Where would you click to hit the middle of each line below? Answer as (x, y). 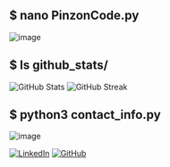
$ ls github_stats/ (59, 66)
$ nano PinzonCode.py (74, 16)
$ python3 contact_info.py (85, 115)
